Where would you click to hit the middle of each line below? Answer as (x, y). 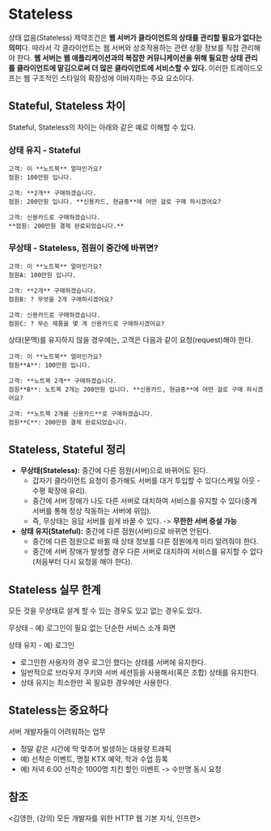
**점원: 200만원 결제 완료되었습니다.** (66, 226)
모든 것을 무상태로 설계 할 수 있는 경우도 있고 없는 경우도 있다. (105, 610)
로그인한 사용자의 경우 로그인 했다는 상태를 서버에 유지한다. (113, 662)
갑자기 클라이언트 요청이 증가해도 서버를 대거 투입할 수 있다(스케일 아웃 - (146, 481)
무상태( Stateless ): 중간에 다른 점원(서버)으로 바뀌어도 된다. (114, 471)
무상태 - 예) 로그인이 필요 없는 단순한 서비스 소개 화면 (92, 628)
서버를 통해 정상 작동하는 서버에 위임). (92, 511)
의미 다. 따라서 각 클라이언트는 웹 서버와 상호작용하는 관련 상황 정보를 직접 (124, 47)
